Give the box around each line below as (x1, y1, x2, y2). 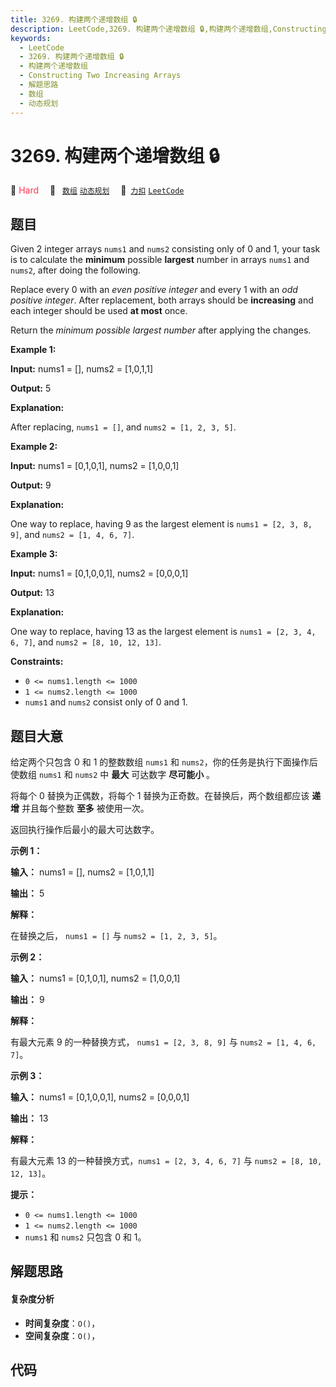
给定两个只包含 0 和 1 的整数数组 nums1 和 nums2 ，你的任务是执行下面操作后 (10, 756, 318, 768)
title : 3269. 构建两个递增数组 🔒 (10, 14, 138, 25)
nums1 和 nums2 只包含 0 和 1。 (24, 1231, 147, 1243)
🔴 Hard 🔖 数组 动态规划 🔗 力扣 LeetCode (10, 184, 185, 196)
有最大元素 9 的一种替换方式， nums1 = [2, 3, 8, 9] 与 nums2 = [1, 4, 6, (10, 1036, 317, 1048)
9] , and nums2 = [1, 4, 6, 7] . (10, 529, 135, 541)
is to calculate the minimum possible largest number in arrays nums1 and (10, 254, 310, 266)
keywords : (10, 33, 52, 43)
